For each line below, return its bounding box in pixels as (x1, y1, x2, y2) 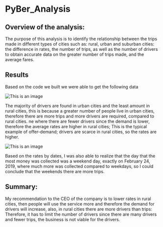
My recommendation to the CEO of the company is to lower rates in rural (5, 196, 152, 202)
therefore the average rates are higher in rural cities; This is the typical (5, 123, 147, 129)
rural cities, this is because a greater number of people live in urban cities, (5, 108, 155, 113)
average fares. (5, 57, 34, 62)
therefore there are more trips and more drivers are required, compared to (5, 113, 154, 119)
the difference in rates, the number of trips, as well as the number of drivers (5, 46, 158, 52)
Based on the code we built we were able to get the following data (5, 84, 139, 90)
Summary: (5, 182, 38, 191)
